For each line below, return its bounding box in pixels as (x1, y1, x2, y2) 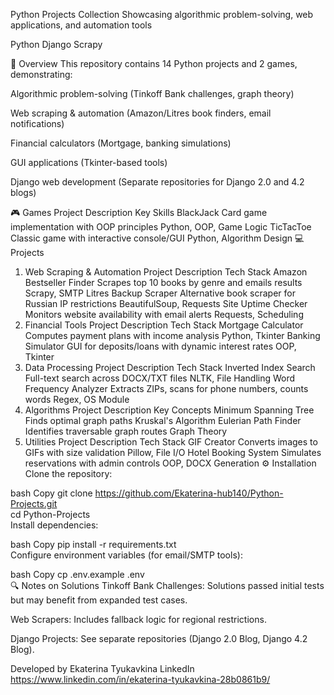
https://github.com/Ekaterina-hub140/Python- (94, 487, 284, 499)
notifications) (10, 118, 65, 129)
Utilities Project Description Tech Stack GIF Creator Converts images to (24, 436, 318, 448)
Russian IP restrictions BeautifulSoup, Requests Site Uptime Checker (24, 298, 308, 309)
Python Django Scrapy (10, 39, 103, 50)
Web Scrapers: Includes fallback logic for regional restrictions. (10, 614, 267, 625)
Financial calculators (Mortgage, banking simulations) (10, 137, 232, 149)
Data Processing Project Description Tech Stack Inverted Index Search (24, 362, 316, 373)
